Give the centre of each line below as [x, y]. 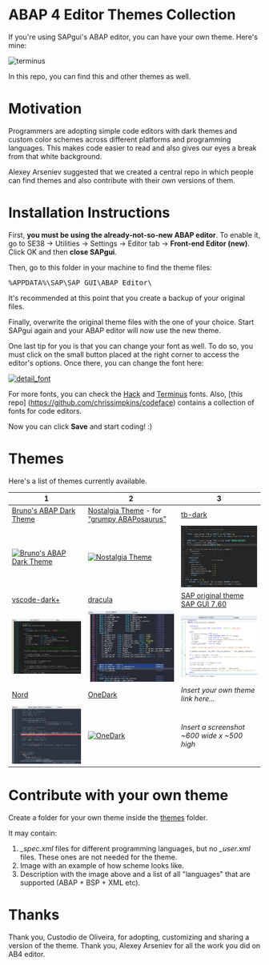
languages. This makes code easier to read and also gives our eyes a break [133, 148]
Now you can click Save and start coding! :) [80, 426]
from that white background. [55, 156]
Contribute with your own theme [118, 796]
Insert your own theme [218, 691]
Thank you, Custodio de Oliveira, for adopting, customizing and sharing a [129, 937]
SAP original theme [213, 595]
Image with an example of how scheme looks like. [102, 866]
